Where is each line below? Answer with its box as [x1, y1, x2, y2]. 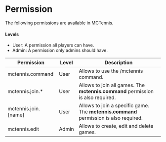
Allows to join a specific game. [79, 102, 150, 109]
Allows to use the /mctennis [79, 68, 143, 75]
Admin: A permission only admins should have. [12, 47, 108, 53]
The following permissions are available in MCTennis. [5, 20, 114, 26]
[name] [7, 111, 25, 118]
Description [104, 59, 133, 66]
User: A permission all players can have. [12, 42, 94, 48]
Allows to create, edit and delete [79, 123, 154, 130]
